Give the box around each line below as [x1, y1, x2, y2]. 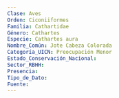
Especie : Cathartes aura [7, 36, 78, 43]
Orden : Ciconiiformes [7, 17, 69, 23]
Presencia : [7, 68, 39, 75]
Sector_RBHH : [7, 61, 45, 68]
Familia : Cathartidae [7, 23, 69, 30]
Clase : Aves [7, 10, 41, 17]
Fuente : [7, 81, 30, 88]
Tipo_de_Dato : [7, 74, 48, 81]
